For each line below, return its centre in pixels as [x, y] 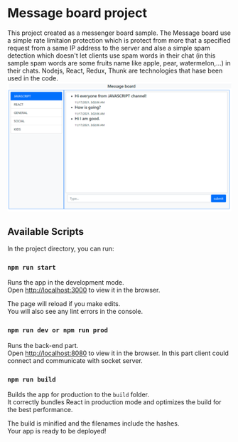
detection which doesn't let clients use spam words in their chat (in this [112, 56]
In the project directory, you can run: [61, 249]
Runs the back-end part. [43, 345]
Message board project [77, 13]
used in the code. [33, 78]
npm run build [32, 379]
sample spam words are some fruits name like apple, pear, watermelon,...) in [119, 63]
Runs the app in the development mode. [66, 283]
